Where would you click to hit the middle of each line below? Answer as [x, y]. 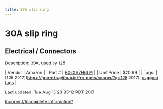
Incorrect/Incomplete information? [39, 101]
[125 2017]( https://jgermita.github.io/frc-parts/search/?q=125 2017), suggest [81, 78]
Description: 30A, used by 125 [35, 63]
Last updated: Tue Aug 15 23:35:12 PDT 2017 [50, 92]
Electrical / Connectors [41, 51]
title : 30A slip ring [27, 9]
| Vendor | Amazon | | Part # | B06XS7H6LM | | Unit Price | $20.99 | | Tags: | [81, 72]
